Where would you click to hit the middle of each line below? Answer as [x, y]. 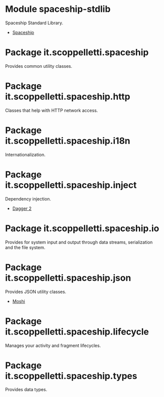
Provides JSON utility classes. [36, 292]
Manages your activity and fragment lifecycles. [53, 346]
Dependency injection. [28, 198]
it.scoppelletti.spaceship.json [68, 278]
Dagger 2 [22, 208]
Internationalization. [25, 154]
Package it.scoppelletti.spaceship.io [82, 228]
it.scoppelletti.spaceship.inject [71, 185]
